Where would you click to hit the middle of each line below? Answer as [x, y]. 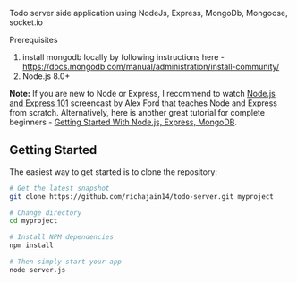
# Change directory [46, 213]
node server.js [38, 270]
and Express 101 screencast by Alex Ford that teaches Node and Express [143, 103]
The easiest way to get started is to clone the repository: [113, 172]
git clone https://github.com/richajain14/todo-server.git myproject [142, 196]
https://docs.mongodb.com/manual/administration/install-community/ [151, 67]
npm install [31, 245]
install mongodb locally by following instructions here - [123, 57]
